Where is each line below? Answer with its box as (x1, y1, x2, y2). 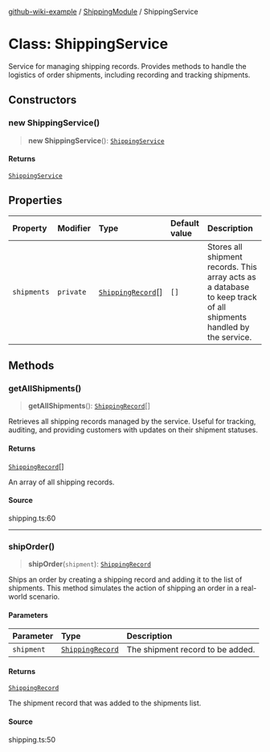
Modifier (57, 223, 91, 234)
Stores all (207, 241, 243, 252)
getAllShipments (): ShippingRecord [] (27, 401, 150, 411)
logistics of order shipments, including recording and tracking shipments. (8, 70, 251, 80)
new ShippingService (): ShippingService (27, 136, 165, 145)
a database (207, 281, 250, 292)
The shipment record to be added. (126, 644, 256, 656)
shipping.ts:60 (8, 513, 56, 523)
